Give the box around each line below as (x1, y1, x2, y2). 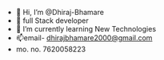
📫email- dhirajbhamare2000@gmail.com (15, 33, 153, 43)
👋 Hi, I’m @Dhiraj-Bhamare (15, 8, 104, 17)
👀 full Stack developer (15, 16, 90, 25)
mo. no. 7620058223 (15, 44, 86, 54)
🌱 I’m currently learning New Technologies (15, 24, 157, 33)
